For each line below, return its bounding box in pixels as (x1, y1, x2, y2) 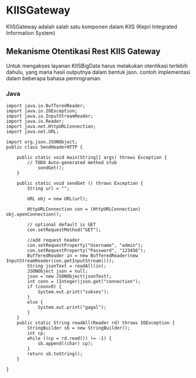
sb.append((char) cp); (37, 341, 94, 347)
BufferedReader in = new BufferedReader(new (27, 253, 138, 259)
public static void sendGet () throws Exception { (16, 181, 144, 187)
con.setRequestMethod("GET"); (27, 227, 101, 233)
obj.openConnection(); (6, 211, 62, 217)
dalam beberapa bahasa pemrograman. (6, 74, 102, 82)
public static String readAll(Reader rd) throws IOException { (16, 320, 175, 326)
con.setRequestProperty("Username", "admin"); (27, 243, 144, 249)
